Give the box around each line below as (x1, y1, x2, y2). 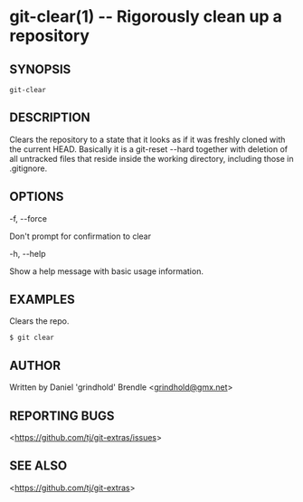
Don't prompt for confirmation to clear (9, 231, 152, 242)
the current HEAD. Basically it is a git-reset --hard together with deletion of (9, 143, 288, 155)
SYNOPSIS (9, 62, 71, 77)
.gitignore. (9, 163, 48, 174)
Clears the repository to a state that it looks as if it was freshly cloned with (9, 134, 286, 145)
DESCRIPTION (9, 110, 90, 126)
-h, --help (9, 248, 46, 259)
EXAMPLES (9, 292, 75, 308)
